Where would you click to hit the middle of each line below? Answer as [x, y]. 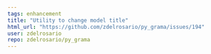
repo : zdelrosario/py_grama [49, 40]
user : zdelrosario [34, 33]
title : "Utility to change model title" [68, 20]
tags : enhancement [34, 14]
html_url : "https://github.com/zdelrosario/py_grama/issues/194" [106, 27]
